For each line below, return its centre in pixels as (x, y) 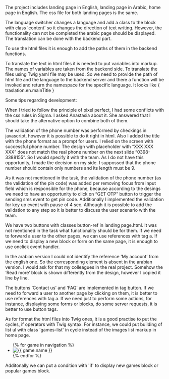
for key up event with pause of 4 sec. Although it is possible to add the (79, 205)
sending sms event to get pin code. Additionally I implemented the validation (84, 199)
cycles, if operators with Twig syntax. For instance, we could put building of (84, 324)
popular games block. (28, 371)
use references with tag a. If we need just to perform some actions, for (79, 298)
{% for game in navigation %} (43, 345)
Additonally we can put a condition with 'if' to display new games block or (82, 365)
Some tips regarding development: (41, 100)
